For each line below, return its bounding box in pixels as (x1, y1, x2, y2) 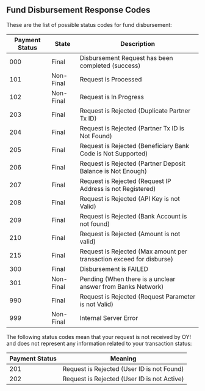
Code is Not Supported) (79, 149, 148, 158)
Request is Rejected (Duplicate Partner (79, 106, 191, 115)
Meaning (110, 354, 137, 363)
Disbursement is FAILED (79, 264, 148, 273)
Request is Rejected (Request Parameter (79, 292, 196, 300)
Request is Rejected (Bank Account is (79, 212, 187, 220)
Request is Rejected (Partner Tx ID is (79, 124, 185, 132)
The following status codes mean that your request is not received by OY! (6, 333, 191, 340)
